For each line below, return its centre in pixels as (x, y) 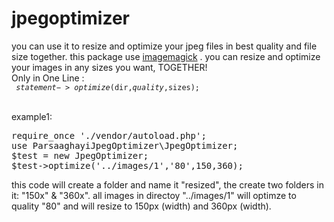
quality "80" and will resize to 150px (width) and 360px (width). (141, 206)
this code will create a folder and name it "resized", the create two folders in (167, 184)
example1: (32, 116)
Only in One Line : (48, 78)
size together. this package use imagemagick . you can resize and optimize (166, 56)
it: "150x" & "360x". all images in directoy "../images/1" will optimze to (154, 195)
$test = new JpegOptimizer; (80, 155)
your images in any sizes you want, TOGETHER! (109, 67)
